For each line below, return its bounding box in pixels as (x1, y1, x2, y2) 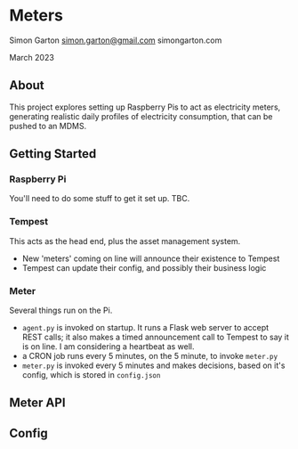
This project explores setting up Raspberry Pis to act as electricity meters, (9, 102, 281, 112)
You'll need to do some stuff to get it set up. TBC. (9, 193, 190, 204)
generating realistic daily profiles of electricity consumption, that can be (9, 110, 273, 121)
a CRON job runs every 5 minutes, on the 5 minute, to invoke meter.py (21, 351, 278, 362)
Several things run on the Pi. (9, 305, 113, 316)
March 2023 (9, 52, 55, 62)
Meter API (9, 396, 66, 411)
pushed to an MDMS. (9, 120, 87, 131)
